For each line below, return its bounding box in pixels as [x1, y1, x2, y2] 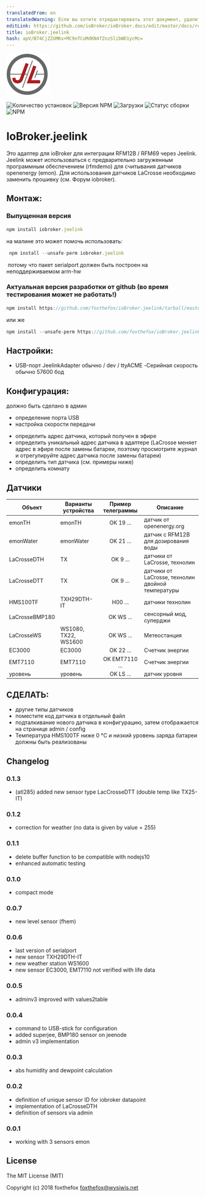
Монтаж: [6, 193, 43, 204]
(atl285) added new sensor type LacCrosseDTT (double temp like [15, 788, 180, 796]
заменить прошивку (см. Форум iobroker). [6, 176, 117, 183]
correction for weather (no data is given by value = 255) [15, 824, 156, 831]
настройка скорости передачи [15, 420, 96, 428]
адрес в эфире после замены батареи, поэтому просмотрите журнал [15, 445, 197, 453]
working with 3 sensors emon [15, 1138, 90, 1145]
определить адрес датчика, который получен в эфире [15, 433, 157, 440]
